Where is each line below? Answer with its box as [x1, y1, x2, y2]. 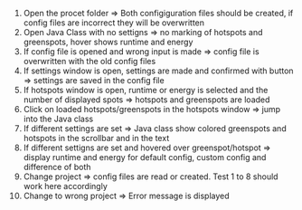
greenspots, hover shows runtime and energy [23, 36, 193, 47]
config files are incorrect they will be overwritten [23, 17, 205, 28]
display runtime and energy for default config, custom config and [23, 152, 267, 162]
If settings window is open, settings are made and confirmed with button [23, 65, 294, 76]
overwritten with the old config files [23, 56, 156, 66]
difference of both [23, 162, 91, 172]
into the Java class [23, 113, 94, 124]
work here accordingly [23, 181, 108, 191]
